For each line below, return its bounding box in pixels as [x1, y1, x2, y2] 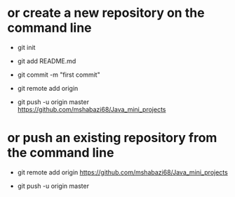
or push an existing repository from [7, 130, 217, 146]
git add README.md [17, 56, 76, 65]
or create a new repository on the [7, 5, 205, 21]
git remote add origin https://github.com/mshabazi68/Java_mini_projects [17, 167, 228, 177]
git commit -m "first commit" [17, 70, 100, 79]
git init [17, 43, 36, 51]
